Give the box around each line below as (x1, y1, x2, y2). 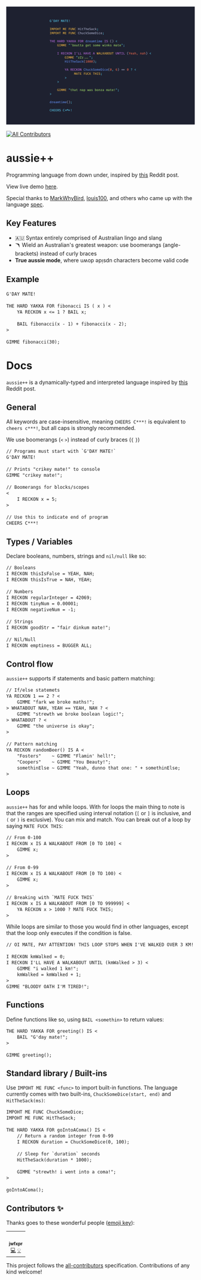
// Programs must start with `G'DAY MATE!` (6, 449, 117, 455)
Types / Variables (6, 537, 73, 547)
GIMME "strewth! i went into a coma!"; (17, 1169, 117, 1175)
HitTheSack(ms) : (6, 1097, 46, 1104)
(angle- (162, 241, 181, 249)
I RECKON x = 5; (17, 497, 58, 503)
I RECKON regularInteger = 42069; (6, 595, 93, 601)
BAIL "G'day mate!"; (17, 1034, 68, 1040)
